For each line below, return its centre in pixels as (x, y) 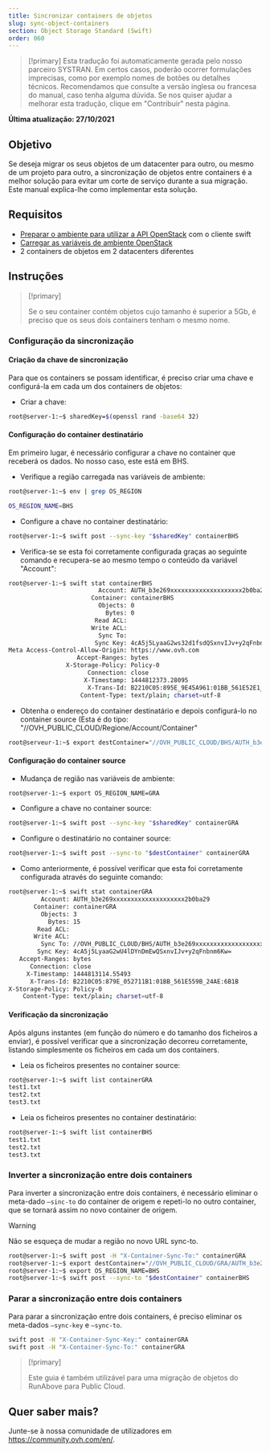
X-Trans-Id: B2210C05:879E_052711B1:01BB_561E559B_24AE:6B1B (134, 981)
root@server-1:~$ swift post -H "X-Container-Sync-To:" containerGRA (127, 1256)
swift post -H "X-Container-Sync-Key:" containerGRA (98, 1340)
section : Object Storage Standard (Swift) (80, 31)
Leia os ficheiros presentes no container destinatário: (108, 1118)
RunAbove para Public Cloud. (77, 1386)
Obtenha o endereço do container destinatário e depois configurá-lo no (138, 710)
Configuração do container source (67, 760)
